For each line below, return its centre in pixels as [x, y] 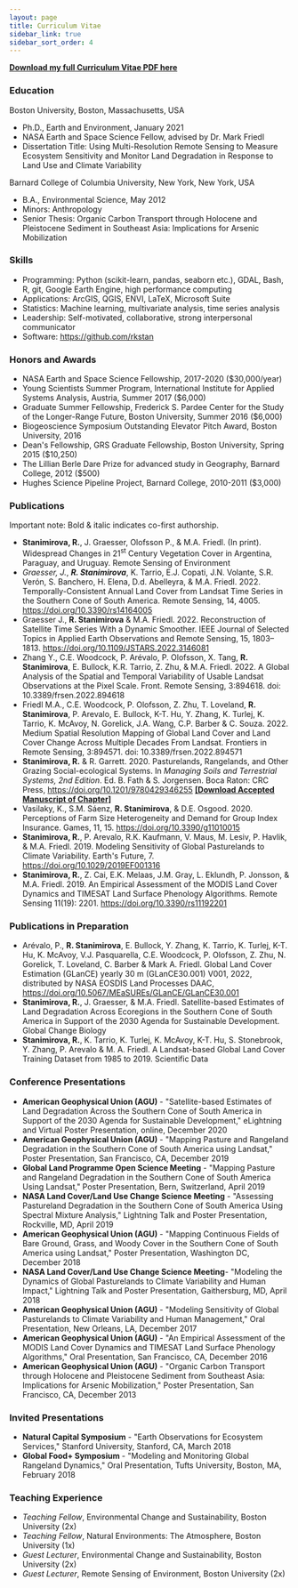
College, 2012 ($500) [61, 473]
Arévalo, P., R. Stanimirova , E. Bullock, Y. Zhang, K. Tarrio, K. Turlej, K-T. [154, 946]
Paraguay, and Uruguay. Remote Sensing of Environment [126, 563]
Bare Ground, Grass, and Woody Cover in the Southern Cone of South [150, 1243]
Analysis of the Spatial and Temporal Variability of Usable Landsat [143, 676]
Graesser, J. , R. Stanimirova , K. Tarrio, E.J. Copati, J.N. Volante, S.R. [148, 572]
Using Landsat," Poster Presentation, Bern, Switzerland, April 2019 [143, 1186]
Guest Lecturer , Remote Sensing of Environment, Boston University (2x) [154, 1574]
